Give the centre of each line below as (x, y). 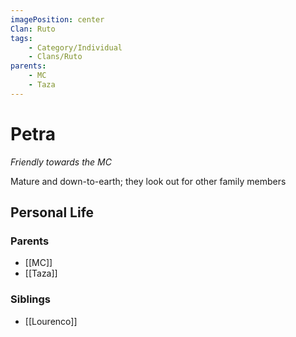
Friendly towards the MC (61, 162)
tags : (21, 38)
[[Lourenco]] (51, 321)
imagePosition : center (57, 19)
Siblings (31, 299)
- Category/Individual (75, 47)
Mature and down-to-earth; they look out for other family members (148, 181)
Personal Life (52, 212)
